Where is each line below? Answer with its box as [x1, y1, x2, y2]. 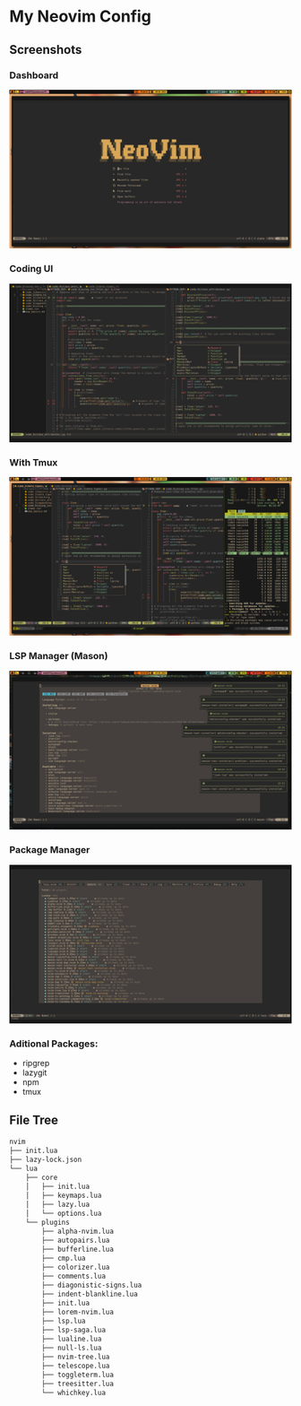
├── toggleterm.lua [41, 1370, 115, 1380]
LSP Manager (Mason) [9, 650, 108, 663]
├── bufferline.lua [41, 1245, 115, 1254]
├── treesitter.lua [41, 1379, 115, 1389]
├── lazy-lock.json [9, 1155, 82, 1165]
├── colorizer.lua [41, 1263, 110, 1272]
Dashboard [9, 69, 59, 82]
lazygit [21, 1067, 47, 1078]
